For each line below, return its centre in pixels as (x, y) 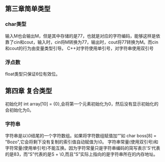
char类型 (16, 24)
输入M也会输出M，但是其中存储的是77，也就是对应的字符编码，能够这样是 (81, 36)
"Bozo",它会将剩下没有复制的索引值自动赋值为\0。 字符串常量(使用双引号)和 (82, 142)
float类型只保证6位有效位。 (33, 74)
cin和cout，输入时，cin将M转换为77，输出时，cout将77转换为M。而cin (86, 42)
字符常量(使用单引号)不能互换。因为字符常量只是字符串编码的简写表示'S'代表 (83, 148)
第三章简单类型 (28, 9)
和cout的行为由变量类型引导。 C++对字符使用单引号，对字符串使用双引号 (79, 48)
